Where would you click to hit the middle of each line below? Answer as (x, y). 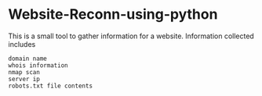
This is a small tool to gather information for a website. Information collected (131, 36)
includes (22, 44)
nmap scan (24, 72)
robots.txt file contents (50, 86)
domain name (27, 59)
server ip (24, 79)
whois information (38, 65)
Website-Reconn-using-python (113, 14)
